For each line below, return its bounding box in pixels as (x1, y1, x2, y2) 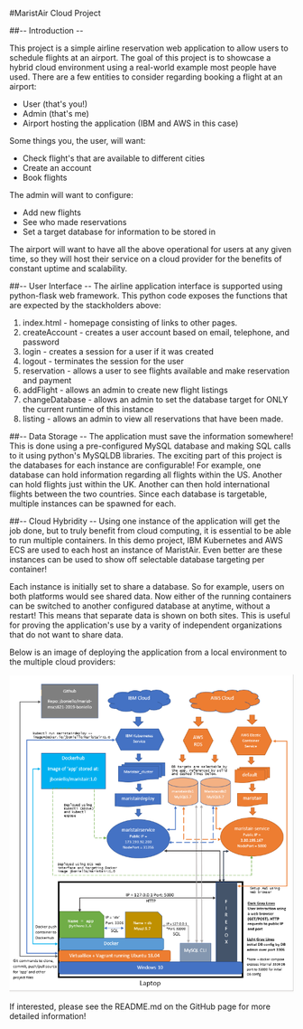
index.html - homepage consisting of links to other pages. (22, 317, 238, 328)
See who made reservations (22, 217, 127, 227)
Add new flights (22, 207, 81, 218)
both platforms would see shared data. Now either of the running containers (9, 591, 291, 601)
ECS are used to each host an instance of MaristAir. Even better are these (9, 544, 282, 555)
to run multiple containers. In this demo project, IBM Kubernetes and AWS (9, 535, 283, 545)
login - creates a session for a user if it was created (22, 346, 215, 356)
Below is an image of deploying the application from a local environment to (9, 647, 287, 657)
